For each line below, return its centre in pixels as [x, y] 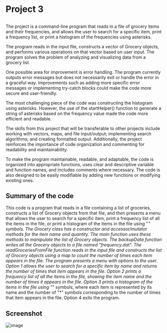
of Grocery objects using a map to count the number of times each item [79, 255]
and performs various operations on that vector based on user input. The [80, 52]
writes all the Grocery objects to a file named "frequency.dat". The [74, 245]
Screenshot [24, 313]
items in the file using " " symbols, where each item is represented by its [79, 287]
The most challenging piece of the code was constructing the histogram [79, 103]
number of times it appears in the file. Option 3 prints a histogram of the [79, 282]
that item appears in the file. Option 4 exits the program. [63, 298]
